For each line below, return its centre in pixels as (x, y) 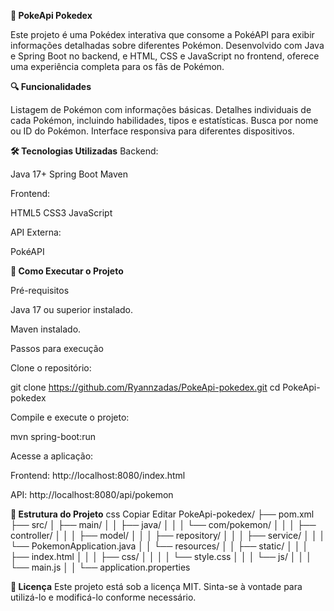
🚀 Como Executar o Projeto (67, 271)
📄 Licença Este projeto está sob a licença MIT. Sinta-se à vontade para (156, 586)
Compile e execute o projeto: (70, 417)
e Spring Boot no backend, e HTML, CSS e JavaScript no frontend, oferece (165, 56)
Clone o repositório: (51, 368)
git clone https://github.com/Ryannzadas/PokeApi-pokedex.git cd (145, 387)
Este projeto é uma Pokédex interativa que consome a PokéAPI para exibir (162, 34)
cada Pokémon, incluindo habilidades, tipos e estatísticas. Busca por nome (164, 120)
